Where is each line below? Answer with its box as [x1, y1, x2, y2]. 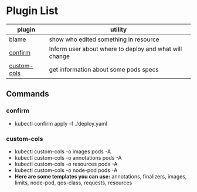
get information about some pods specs [49, 65, 159, 73]
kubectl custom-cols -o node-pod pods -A [14, 166, 118, 174]
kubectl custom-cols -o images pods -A [14, 148, 111, 155]
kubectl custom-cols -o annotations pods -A [14, 154, 122, 161]
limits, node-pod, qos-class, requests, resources [14, 179, 133, 186]
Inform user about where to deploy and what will [49, 45, 182, 53]
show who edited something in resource [49, 35, 159, 43]
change [49, 52, 70, 60]
